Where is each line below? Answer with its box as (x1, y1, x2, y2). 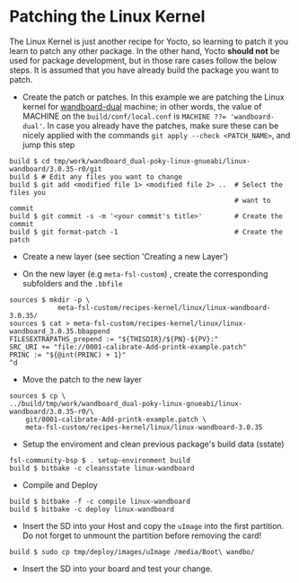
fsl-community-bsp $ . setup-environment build (9, 455, 191, 464)
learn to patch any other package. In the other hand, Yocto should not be (9, 45, 280, 56)
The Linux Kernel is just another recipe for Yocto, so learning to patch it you (9, 36, 289, 47)
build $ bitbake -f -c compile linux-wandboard (9, 497, 191, 506)
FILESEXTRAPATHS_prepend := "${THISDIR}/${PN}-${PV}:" (9, 334, 219, 343)
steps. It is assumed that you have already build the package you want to (9, 65, 279, 75)
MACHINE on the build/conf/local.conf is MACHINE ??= (22, 110, 227, 121)
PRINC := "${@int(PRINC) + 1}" (9, 350, 127, 359)
